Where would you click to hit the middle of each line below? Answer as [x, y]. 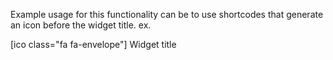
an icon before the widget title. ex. [81, 25]
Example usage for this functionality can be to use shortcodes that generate [167, 14]
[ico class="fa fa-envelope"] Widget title [93, 44]
